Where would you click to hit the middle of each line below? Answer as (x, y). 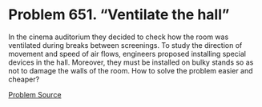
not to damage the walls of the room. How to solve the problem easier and (131, 70)
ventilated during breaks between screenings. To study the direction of (125, 45)
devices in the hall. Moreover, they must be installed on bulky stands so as (131, 62)
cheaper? (24, 79)
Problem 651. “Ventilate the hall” (119, 15)
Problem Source (35, 94)
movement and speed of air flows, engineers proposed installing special (127, 53)
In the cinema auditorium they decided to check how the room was (119, 37)
